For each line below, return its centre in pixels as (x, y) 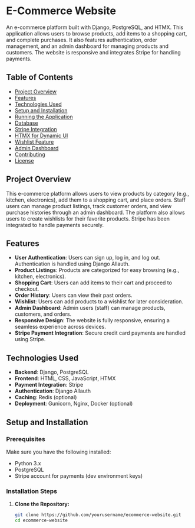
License (24, 160)
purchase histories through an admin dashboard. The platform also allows (96, 212)
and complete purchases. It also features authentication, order (82, 40)
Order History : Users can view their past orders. (73, 295)
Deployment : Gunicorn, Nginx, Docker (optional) (74, 404)
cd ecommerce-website (41, 521)
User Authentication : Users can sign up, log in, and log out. (87, 258)
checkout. (27, 289)
